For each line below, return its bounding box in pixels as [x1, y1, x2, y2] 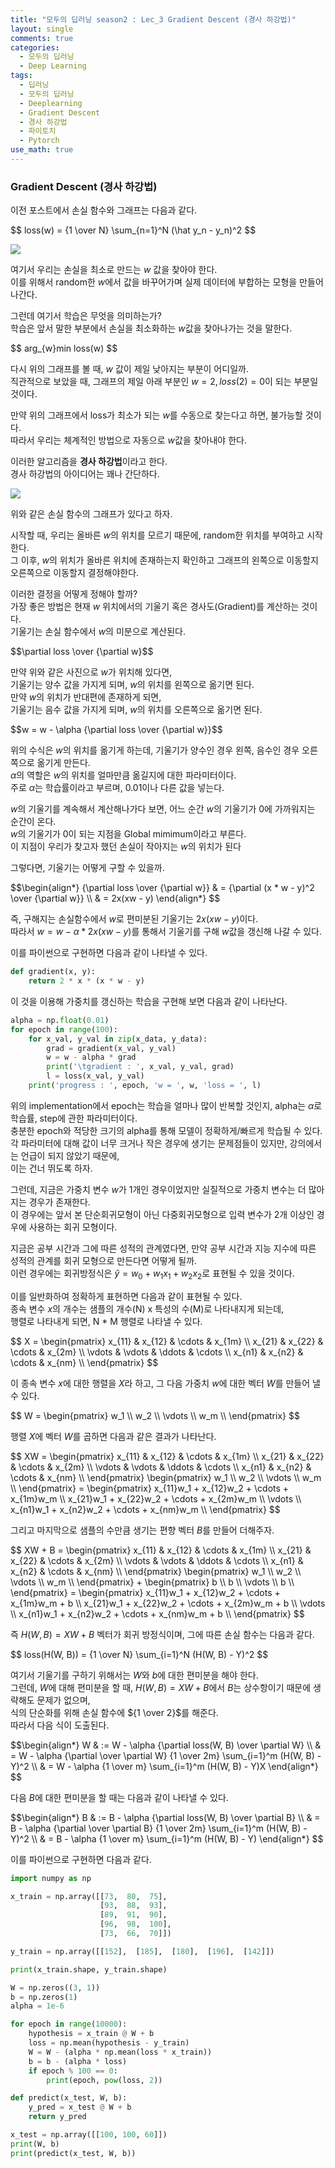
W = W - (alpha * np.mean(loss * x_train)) [28, 2047, 213, 2057]
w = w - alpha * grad [46, 1052, 137, 1063]
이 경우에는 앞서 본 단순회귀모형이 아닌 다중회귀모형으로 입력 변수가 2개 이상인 [10, 1208, 315, 1220]
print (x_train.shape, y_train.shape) [10, 1964, 168, 1975]
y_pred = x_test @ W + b [28, 2102, 132, 2113]
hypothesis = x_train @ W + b [28, 2029, 155, 2039]
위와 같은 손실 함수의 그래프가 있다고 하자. [10, 508, 173, 520]
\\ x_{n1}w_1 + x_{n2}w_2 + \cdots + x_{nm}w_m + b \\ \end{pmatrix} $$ [10, 1607, 305, 1620]
